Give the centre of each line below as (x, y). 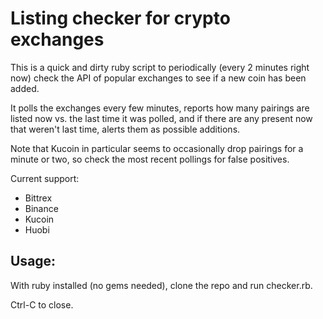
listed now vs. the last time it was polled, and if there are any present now (161, 118)
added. (25, 88)
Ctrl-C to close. (42, 304)
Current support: (45, 178)
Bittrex (38, 198)
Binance (41, 208)
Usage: (33, 261)
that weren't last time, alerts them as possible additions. (125, 129)
